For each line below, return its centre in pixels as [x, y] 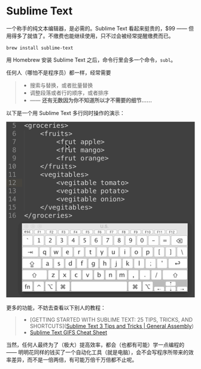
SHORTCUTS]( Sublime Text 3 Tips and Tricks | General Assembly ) [112, 326]
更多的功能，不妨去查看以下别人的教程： [56, 308]
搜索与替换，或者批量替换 [61, 85]
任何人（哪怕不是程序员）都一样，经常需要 [59, 72]
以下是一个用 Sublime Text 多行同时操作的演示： [66, 113]
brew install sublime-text [40, 48]
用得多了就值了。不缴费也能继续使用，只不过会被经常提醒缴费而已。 [90, 36]
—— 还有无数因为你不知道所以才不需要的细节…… [91, 100]
